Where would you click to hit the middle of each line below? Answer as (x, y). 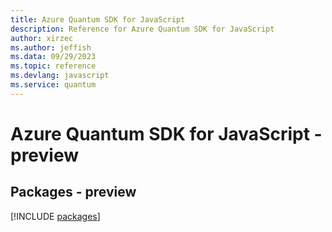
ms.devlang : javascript (60, 76)
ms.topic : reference (53, 66)
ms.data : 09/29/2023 (53, 57)
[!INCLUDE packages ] (55, 216)
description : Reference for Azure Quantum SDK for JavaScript (142, 29)
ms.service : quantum (53, 85)
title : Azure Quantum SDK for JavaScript (98, 19)
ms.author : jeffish (51, 47)
